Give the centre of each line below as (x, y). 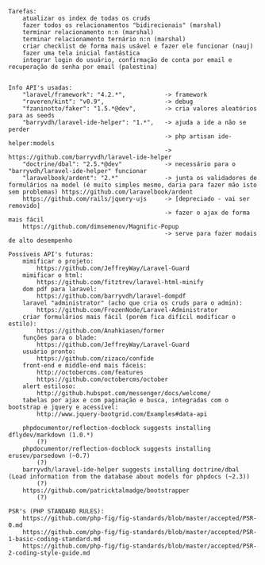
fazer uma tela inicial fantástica (81, 53)
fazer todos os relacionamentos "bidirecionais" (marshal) (122, 25)
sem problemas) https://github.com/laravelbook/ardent (101, 192)
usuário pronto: (50, 352)
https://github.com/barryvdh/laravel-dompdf (111, 296)
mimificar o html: (53, 275)
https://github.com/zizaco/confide (96, 359)
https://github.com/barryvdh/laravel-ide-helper (90, 157)
